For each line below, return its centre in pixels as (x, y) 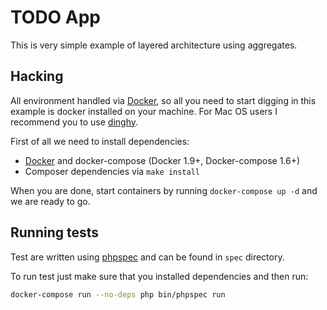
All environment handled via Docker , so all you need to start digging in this (163, 100)
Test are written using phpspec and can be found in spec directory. (147, 257)
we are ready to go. (50, 201)
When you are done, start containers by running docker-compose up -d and (164, 190)
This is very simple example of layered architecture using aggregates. (154, 45)
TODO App (56, 17)
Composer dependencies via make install (112, 171)
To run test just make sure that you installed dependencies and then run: (159, 276)
